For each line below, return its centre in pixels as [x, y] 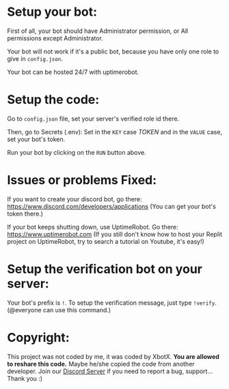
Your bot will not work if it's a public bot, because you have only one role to [113, 51]
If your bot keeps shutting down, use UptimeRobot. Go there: [93, 227]
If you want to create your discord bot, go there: [75, 199]
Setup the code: [53, 100]
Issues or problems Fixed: [82, 180]
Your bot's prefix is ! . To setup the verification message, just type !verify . [112, 303]
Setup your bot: [52, 12]
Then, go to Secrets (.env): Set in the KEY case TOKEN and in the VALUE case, [115, 131]
